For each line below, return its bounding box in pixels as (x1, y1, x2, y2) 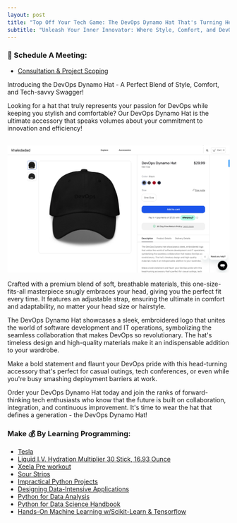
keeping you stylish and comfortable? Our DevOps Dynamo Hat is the (7, 109, 209, 117)
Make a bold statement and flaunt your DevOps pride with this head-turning (7, 359, 228, 368)
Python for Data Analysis (17, 492, 90, 500)
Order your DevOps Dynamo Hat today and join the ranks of (7, 388, 181, 397)
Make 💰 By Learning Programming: (7, 428, 131, 438)
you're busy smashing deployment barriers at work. (7, 374, 157, 383)
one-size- (193, 279, 221, 288)
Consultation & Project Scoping (17, 66, 109, 75)
